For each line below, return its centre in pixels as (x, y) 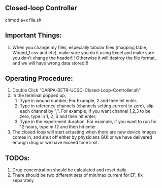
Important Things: (33, 36)
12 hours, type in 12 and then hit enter (58, 127)
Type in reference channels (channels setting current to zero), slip (86, 106)
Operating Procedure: (39, 78)
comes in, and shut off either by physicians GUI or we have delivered (82, 137)
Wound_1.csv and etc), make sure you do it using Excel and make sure (83, 52)
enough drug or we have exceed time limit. (56, 143)
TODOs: (17, 158)
